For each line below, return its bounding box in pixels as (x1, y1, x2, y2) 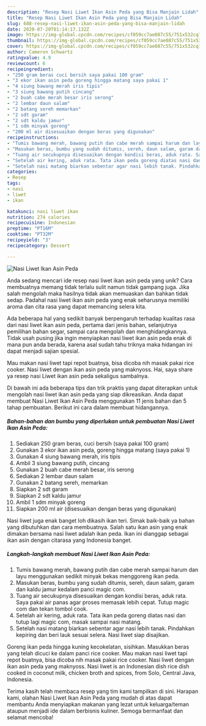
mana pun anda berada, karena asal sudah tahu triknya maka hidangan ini (7, 341, 193, 348)
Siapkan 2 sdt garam (15, 485, 68, 493)
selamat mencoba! (7, 713, 54, 721)
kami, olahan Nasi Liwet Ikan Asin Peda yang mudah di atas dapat (7, 694, 172, 701)
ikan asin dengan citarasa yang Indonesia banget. (7, 536, 132, 544)
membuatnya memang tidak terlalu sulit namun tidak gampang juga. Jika (7, 283, 189, 290)
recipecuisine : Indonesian (7, 220, 76, 226)
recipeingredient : (7, 66, 54, 72)
